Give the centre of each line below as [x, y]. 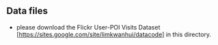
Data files [27, 11]
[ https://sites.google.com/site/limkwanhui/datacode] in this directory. [114, 34]
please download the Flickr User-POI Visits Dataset [88, 27]
